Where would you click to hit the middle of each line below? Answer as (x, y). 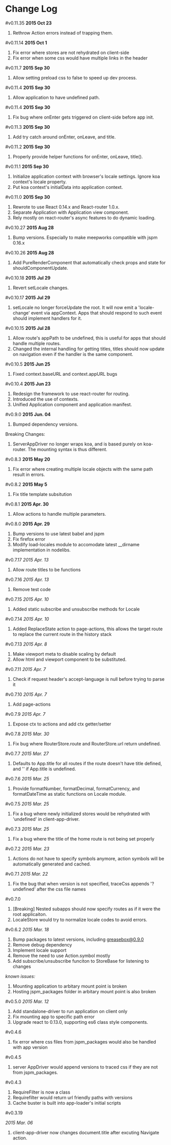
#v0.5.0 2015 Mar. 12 (27, 1001)
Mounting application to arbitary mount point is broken (70, 986)
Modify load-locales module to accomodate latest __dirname (76, 544)
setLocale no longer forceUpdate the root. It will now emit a (75, 307)
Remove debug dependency (42, 944)
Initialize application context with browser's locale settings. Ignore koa (86, 176)
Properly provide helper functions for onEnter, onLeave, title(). (78, 156)
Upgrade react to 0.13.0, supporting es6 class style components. (80, 1022)
